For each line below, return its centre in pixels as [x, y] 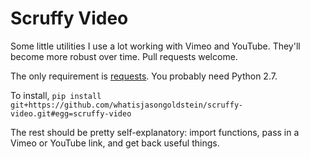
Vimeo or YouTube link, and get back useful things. [115, 143]
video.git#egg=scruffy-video [71, 113]
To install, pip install [56, 95]
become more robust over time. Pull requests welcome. [124, 56]
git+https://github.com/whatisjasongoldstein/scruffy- [127, 105]
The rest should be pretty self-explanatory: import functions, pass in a [155, 132]
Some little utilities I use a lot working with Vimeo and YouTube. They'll [155, 46]
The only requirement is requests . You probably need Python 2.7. [144, 76]
